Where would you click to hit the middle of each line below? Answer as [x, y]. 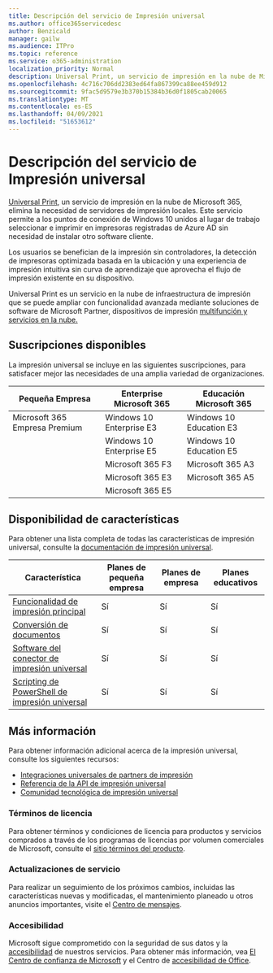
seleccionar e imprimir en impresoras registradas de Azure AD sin [119, 228]
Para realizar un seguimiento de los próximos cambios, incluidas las [122, 887]
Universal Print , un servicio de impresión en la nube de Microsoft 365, [125, 202]
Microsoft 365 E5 [139, 490]
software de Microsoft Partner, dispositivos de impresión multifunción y [128, 311]
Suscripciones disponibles [77, 345]
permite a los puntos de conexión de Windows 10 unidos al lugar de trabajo [134, 219]
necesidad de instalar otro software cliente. [81, 236]
